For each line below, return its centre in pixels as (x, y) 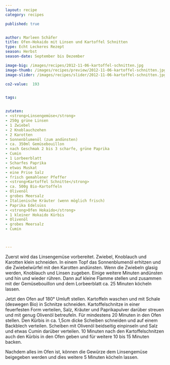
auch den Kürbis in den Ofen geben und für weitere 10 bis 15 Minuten (77, 336)
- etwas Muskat (21, 168)
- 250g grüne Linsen (27, 121)
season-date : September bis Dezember (45, 56)
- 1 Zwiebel (18, 125)
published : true (22, 24)
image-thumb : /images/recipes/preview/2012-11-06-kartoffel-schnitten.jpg (86, 70)
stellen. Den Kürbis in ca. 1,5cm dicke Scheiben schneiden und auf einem (81, 320)
